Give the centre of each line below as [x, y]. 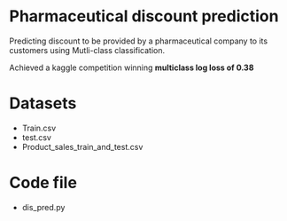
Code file [43, 183]
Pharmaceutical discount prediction [144, 16]
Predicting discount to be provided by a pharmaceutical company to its [139, 41]
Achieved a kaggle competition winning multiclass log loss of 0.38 [132, 67]
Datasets [43, 103]
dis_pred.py [43, 207]
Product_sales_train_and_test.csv [82, 146]
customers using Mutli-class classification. [87, 50]
